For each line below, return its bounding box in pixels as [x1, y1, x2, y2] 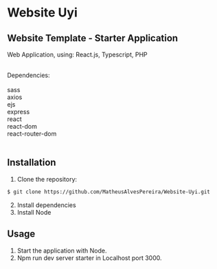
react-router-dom [7, 129, 57, 138]
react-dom [7, 122, 38, 130]
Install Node [16, 208, 52, 216]
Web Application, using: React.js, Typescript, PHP [7, 50, 148, 58]
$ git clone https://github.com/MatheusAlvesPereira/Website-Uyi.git [7, 188, 211, 195]
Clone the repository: [16, 175, 78, 183]
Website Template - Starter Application [7, 32, 179, 44]
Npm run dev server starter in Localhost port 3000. [16, 253, 163, 262]
